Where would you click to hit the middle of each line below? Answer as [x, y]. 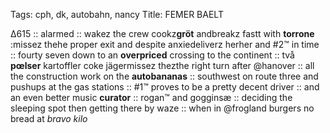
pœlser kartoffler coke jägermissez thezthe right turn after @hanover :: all [162, 65]
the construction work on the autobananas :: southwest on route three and [164, 76]
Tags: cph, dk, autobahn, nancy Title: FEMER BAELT [117, 14]
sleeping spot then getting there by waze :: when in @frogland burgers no [162, 108]
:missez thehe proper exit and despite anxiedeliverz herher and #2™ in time [165, 44]
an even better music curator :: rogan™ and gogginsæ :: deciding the [151, 97]
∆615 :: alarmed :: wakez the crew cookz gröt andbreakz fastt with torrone [162, 33]
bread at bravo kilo [49, 118]
